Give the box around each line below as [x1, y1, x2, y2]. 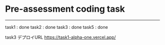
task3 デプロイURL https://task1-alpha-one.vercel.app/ [5, 34, 116, 40]
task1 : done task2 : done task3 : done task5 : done [5, 24, 108, 30]
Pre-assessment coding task [5, 3, 125, 15]
